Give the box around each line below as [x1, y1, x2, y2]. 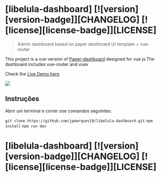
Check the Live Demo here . [5, 71, 61, 77]
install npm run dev [5, 123, 47, 129]
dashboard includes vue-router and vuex [5, 61, 89, 67]
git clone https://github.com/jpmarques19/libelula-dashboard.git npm [5, 118, 153, 123]
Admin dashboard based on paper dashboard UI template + [17, 41, 139, 47]
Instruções [5, 94, 40, 103]
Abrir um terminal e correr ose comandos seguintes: [5, 108, 112, 114]
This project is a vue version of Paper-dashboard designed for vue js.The [5, 56, 155, 62]
